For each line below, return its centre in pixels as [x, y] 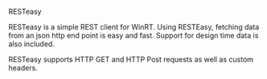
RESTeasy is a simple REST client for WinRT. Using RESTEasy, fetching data [134, 27]
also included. [31, 44]
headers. [23, 68]
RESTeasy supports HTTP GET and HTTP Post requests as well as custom [131, 59]
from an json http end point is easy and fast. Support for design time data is [133, 36]
